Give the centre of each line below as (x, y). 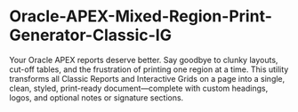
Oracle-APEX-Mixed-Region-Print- (141, 16)
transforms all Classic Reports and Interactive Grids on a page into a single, (147, 78)
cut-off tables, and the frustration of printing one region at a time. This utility (149, 69)
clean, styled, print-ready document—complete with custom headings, (139, 88)
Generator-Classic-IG (90, 35)
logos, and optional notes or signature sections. (97, 97)
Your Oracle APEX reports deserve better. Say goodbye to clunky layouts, (144, 60)
